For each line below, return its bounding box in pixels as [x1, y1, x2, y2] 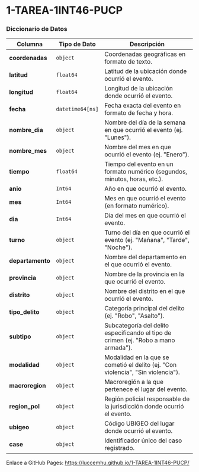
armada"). [104, 344, 133, 352]
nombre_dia [9, 126, 43, 134]
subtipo [9, 332, 31, 341]
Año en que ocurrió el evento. [104, 185, 187, 193]
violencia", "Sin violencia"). [104, 368, 181, 376]
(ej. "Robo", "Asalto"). [104, 311, 165, 320]
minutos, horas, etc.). [104, 175, 163, 183]
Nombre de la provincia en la [104, 270, 185, 278]
